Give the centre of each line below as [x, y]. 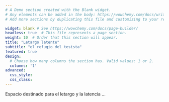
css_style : [21, 75]
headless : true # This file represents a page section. [66, 33]
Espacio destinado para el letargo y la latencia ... [55, 94]
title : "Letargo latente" [32, 42]
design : [13, 56]
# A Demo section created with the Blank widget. [58, 10]
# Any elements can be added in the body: [50, 15]
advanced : [16, 70]
